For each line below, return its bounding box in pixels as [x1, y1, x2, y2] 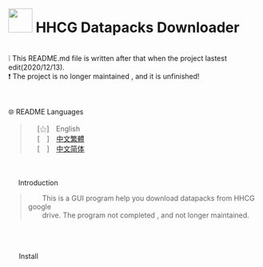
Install [18, 251, 38, 261]
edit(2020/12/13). [8, 62, 66, 72]
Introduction [18, 177, 58, 187]
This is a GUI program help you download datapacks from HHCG [42, 193, 255, 203]
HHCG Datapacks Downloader [35, 18, 240, 37]
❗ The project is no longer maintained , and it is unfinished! [8, 71, 200, 81]
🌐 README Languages [8, 106, 84, 116]
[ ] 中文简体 [37, 144, 85, 153]
